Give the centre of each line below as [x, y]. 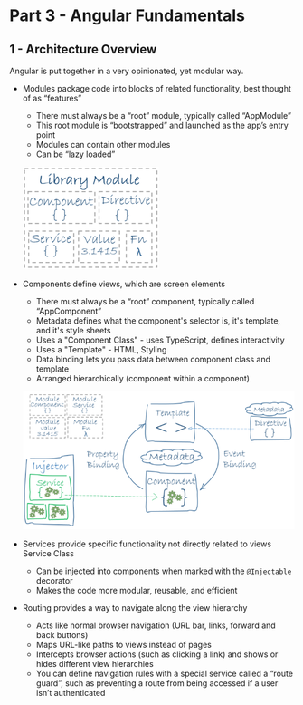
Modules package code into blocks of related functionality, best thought [157, 88]
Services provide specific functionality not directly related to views [147, 544]
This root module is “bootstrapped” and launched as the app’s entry [162, 125]
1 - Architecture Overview [83, 49]
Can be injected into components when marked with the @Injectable [164, 571]
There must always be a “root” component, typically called [145, 301]
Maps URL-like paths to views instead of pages [124, 645]
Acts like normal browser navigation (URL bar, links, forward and [156, 625]
